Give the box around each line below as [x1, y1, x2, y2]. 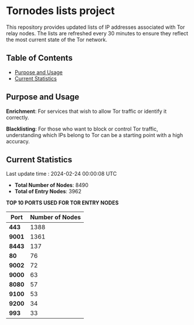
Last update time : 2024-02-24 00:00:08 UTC [6, 170, 117, 177]
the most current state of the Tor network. [6, 36, 107, 43]
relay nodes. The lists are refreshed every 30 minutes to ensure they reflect [6, 29, 189, 36]
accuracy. [6, 138, 30, 145]
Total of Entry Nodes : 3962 [14, 188, 82, 195]
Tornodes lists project [6, 4, 115, 18]
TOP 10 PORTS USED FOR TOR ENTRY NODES [6, 199, 119, 206]
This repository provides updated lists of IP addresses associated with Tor [6, 24, 185, 31]
